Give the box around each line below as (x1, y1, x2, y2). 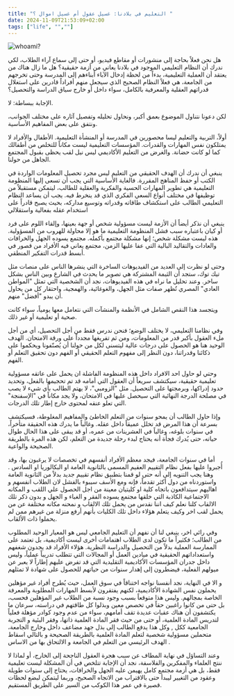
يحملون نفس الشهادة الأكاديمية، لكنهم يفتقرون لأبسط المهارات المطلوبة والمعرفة (8, 586, 217, 594)
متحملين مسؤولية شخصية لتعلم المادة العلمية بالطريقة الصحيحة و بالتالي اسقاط (8, 631, 212, 639)
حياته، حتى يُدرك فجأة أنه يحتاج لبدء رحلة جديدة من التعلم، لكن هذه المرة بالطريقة (8, 434, 217, 443)
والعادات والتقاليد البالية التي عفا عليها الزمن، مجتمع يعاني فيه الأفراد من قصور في (8, 242, 217, 250)
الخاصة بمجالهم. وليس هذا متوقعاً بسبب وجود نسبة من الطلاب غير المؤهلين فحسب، (8, 593, 222, 602)
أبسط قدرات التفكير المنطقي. (8, 248, 85, 258)
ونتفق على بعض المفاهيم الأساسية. (8, 120, 98, 128)
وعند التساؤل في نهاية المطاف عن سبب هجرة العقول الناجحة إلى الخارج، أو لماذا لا (8, 651, 220, 660)
